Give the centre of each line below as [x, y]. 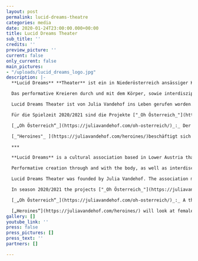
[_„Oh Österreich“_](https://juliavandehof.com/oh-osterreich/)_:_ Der [101, 125]
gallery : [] [21, 216]
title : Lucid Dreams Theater [42, 34]
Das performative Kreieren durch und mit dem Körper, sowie [87, 94]
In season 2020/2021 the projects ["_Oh [62, 190]
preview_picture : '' [32, 50]
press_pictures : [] [30, 233]
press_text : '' [25, 239]
